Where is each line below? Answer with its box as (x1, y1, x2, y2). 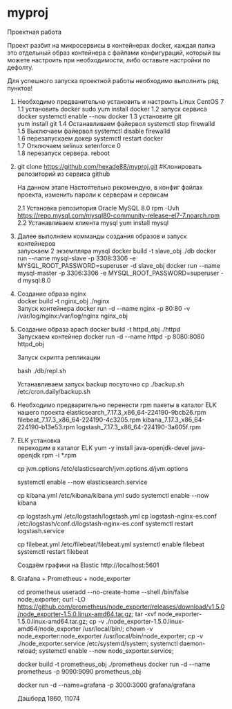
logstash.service (17, 526, 65, 535)
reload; (17, 646, 38, 655)
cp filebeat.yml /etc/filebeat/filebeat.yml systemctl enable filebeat (17, 540, 205, 548)
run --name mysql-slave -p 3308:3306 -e (17, 254, 136, 262)
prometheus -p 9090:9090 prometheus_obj (17, 667, 142, 676)
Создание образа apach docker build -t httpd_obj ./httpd (17, 325, 181, 333)
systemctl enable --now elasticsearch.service (17, 478, 148, 486)
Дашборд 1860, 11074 (17, 694, 81, 702)
